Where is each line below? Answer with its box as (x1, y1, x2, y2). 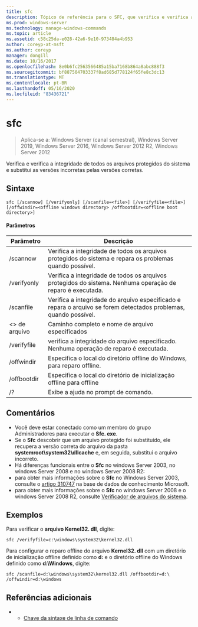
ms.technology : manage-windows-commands (6, 25, 107, 31)
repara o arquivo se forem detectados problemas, (48, 303, 185, 311)
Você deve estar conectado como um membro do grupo (14, 424, 151, 431)
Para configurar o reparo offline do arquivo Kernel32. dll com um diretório (6, 547, 186, 554)
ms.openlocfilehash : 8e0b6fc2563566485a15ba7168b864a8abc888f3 (6, 63, 165, 70)
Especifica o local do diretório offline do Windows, (48, 354, 187, 362)
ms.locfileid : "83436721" (6, 91, 70, 97)
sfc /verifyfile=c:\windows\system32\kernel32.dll (6, 537, 133, 543)
